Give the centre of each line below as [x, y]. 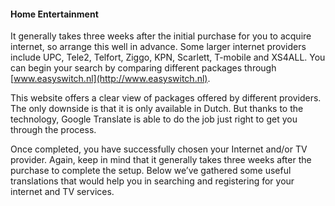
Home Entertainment [54, 14]
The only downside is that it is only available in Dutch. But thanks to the [157, 109]
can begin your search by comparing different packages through [143, 68]
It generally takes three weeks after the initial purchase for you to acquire [161, 36]
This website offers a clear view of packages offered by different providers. [166, 98]
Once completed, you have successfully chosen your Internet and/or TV [159, 149]
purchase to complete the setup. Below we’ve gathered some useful [151, 171]
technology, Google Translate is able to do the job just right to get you [154, 119]
